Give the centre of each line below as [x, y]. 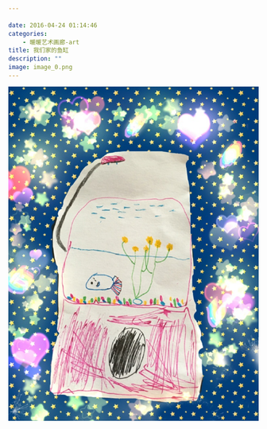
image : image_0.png [41, 68]
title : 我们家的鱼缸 [39, 51]
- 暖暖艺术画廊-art [51, 42]
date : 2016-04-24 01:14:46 [53, 25]
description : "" [35, 59]
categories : [28, 33]
